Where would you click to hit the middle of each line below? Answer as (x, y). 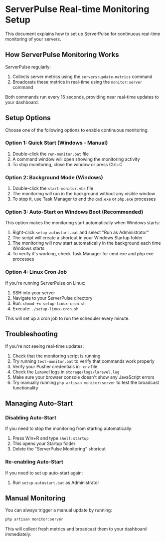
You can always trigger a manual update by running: (59, 510)
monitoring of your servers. (33, 39)
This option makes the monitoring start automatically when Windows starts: (83, 223)
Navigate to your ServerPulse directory (52, 298)
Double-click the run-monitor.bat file (50, 154)
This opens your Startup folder (44, 443)
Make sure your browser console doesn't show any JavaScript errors (83, 377)
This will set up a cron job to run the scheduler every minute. (67, 318)
